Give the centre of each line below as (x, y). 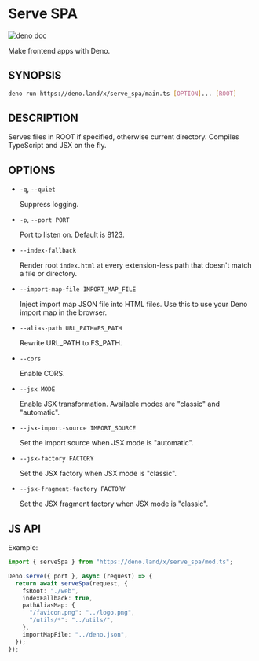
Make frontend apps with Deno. (59, 50)
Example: (23, 548)
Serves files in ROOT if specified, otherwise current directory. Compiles (124, 137)
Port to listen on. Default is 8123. (72, 235)
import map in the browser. (63, 312)
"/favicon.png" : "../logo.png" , (82, 613)
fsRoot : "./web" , (51, 591)
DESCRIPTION (43, 118)
